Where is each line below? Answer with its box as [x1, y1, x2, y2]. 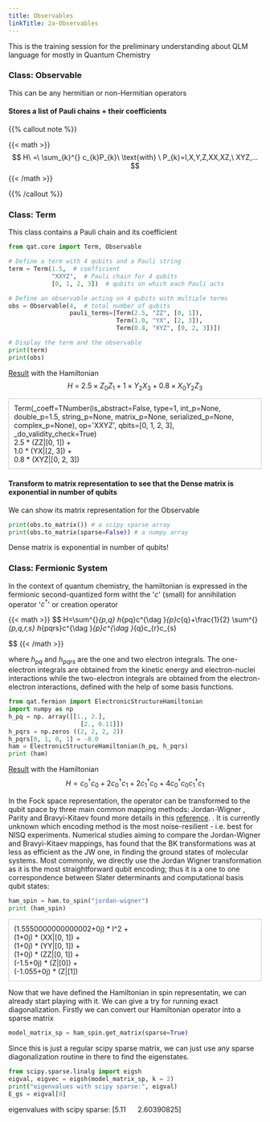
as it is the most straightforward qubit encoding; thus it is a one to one [8, 864, 240, 874]
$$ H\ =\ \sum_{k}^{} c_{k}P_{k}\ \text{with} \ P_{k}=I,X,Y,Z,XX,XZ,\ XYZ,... [11, 153, 259, 161]
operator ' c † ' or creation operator [8, 598, 119, 609]
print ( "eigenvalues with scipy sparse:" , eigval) [8, 1083, 178, 1091]
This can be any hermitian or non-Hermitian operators [8, 88, 187, 97]
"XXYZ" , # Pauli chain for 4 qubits [51, 272, 178, 280]
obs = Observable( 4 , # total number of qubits [8, 302, 171, 310]
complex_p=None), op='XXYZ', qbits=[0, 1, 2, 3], [14, 421, 175, 430]
